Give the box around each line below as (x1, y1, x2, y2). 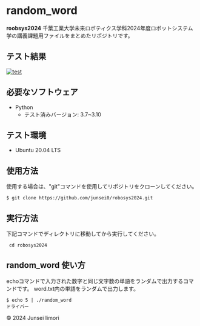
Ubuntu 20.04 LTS (15, 147, 61, 154)
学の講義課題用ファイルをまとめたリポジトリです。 (6, 32, 133, 39)
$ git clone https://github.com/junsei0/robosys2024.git (6, 195, 153, 201)
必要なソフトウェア (6, 87, 78, 98)
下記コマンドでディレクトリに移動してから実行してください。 (6, 230, 159, 237)
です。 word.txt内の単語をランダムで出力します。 (16, 285, 139, 292)
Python (15, 104, 33, 111)
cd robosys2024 (8, 242, 47, 248)
